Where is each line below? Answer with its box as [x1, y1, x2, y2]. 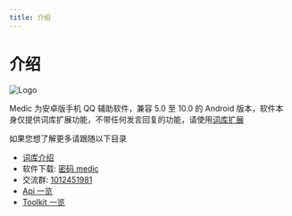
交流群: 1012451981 [21, 174, 93, 185]
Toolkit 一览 [21, 196, 65, 207]
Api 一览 [21, 185, 54, 196]
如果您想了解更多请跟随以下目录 [9, 133, 127, 144]
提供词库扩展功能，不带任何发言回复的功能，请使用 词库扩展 [24, 113, 244, 125]
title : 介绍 [9, 12, 51, 22]
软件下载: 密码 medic [21, 162, 100, 174]
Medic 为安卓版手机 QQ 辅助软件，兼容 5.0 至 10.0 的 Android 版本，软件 [9, 103, 276, 113]
